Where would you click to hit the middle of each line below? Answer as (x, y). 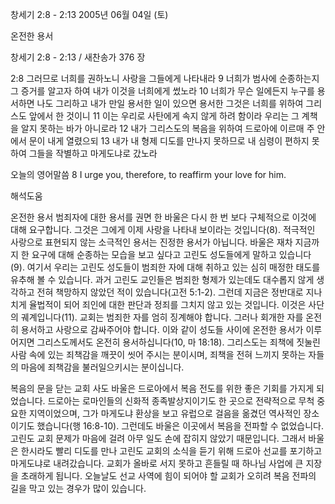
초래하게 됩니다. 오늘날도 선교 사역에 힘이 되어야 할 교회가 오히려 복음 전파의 (168, 476)
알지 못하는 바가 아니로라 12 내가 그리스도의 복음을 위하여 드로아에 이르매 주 (167, 128)
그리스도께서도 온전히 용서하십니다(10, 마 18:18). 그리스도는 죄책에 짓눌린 (178, 342)
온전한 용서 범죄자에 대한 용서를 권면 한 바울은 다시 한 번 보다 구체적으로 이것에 (163, 217)
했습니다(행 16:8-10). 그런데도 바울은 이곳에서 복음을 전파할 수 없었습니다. (180, 426)
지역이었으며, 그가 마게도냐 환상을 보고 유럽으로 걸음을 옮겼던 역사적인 (165, 413)
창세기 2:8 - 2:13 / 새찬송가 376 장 (78, 57)
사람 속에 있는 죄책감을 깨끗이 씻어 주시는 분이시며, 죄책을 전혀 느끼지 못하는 (158, 354)
